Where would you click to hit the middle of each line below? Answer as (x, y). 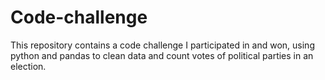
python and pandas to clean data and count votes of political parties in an (162, 55)
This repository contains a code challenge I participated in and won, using (162, 45)
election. (28, 66)
